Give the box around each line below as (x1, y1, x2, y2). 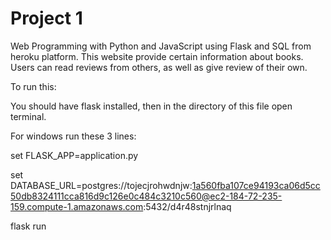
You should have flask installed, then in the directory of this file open (10, 100, 293, 112)
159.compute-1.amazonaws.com (10, 200, 144, 212)
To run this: (10, 80, 57, 92)
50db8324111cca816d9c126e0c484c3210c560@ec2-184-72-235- (10, 190, 283, 202)
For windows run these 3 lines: (10, 130, 137, 142)
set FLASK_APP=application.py (10, 149, 139, 161)
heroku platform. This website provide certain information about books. (10, 50, 304, 62)
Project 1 (10, 7, 83, 30)
